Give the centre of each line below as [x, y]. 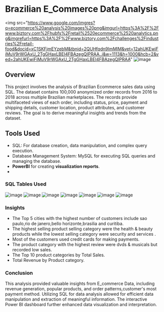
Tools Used [23, 134]
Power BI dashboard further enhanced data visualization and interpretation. [81, 305]
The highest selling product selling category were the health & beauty [82, 229]
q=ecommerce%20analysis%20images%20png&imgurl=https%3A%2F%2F [82, 28]
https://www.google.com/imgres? [61, 23]
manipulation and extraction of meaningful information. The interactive [76, 299]
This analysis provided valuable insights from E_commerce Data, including [80, 283]
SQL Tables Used [26, 184]
